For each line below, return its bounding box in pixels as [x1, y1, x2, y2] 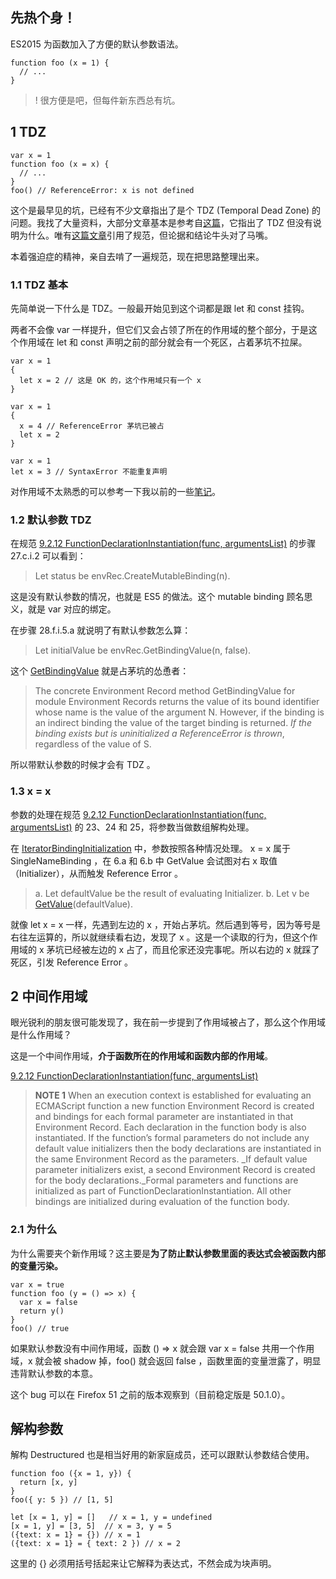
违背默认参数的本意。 [10, 1367, 98, 1379]
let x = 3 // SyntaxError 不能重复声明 [10, 466, 168, 477]
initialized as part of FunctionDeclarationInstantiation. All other [34, 1185, 292, 1197]
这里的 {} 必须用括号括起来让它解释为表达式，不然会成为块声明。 [10, 1558, 277, 1570]
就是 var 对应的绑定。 [27, 603, 117, 615]
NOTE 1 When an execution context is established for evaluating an [34, 1089, 312, 1102]
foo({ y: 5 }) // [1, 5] [10, 1495, 114, 1505]
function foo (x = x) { [10, 159, 110, 169]
